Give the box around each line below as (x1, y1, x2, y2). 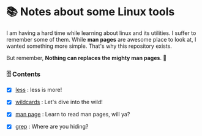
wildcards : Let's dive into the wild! (15, 99, 103, 106)
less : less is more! (15, 86, 62, 94)
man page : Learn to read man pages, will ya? (15, 111, 130, 118)
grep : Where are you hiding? (15, 123, 89, 130)
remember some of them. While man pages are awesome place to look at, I (6, 36, 196, 43)
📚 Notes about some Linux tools (6, 5, 175, 19)
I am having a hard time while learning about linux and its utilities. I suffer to (6, 29, 196, 37)
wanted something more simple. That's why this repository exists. (6, 42, 173, 50)
